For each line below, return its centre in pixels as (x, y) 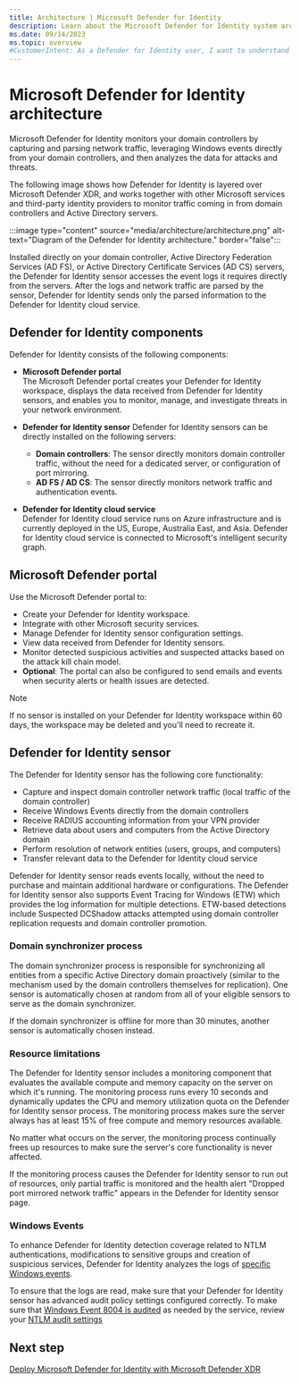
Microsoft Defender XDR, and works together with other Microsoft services (147, 194)
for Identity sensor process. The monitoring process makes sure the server (147, 1111)
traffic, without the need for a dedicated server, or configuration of (158, 463)
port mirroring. (62, 472)
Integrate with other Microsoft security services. (111, 623)
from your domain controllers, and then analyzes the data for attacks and (144, 158)
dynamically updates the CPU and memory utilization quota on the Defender (150, 1101)
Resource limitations (55, 1053)
